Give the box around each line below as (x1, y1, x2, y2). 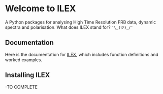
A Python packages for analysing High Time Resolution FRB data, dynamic (5, 19, 156, 25)
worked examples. (5, 57, 43, 63)
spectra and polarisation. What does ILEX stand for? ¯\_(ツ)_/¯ (5, 24, 133, 30)
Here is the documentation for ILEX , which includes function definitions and (5, 51, 159, 57)
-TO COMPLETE (5, 84, 38, 90)
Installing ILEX (5, 71, 50, 79)
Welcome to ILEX (5, 3, 76, 14)
